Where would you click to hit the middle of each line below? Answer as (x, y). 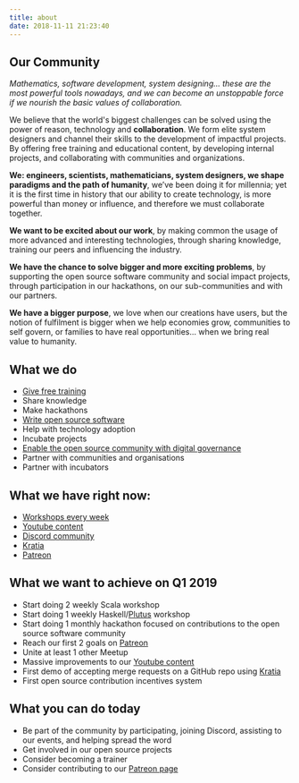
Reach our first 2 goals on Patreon (85, 643)
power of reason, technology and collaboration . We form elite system (137, 130)
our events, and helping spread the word (97, 740)
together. (26, 213)
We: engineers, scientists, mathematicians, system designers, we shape (147, 175)
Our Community (55, 62)
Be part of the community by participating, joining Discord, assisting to (152, 730)
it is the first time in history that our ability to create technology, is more (141, 194)
